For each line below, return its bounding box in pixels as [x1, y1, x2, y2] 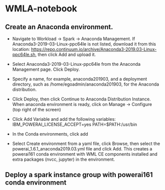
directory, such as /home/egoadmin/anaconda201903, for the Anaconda [12, 81, 159, 87]
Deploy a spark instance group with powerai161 [5, 171, 153, 179]
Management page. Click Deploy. [12, 66, 80, 72]
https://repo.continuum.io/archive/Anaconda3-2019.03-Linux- [31, 47, 157, 52]
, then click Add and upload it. [35, 51, 96, 57]
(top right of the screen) [12, 107, 62, 112]
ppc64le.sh [12, 51, 35, 57]
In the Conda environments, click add [12, 131, 89, 137]
